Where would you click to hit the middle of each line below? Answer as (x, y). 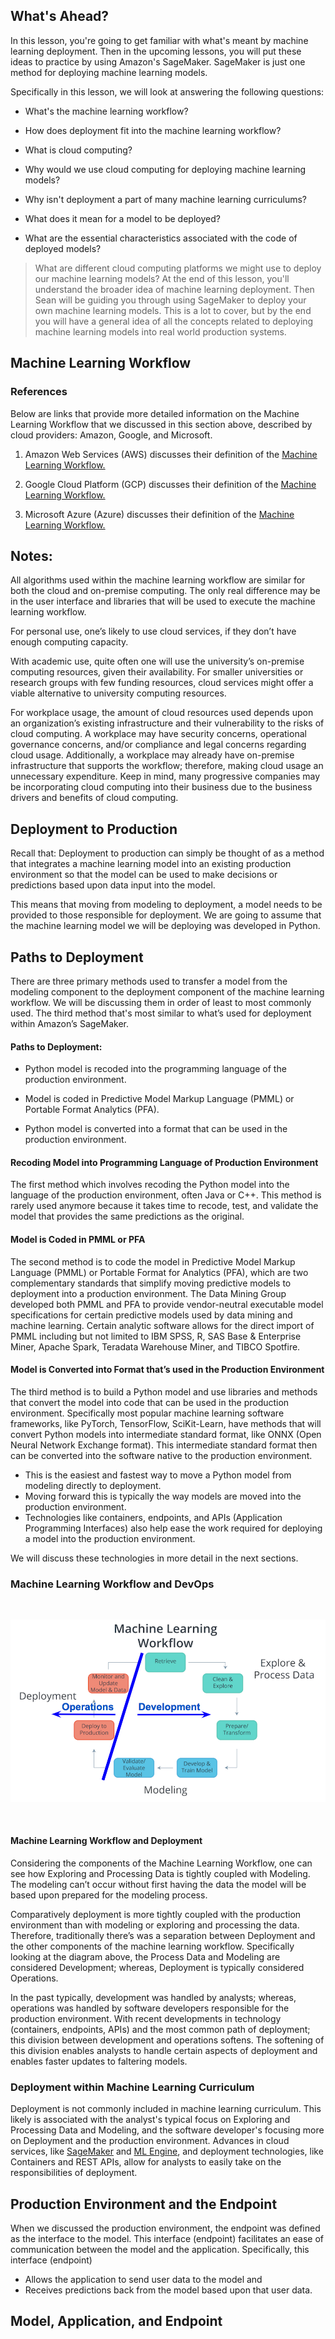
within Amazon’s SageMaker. (69, 1023)
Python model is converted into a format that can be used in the (156, 1129)
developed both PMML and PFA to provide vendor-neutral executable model (167, 1304)
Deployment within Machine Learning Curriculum (132, 2087)
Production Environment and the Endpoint (144, 2204)
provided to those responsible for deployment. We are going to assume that (166, 915)
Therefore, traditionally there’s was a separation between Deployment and (163, 1935)
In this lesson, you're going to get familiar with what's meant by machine (159, 40)
